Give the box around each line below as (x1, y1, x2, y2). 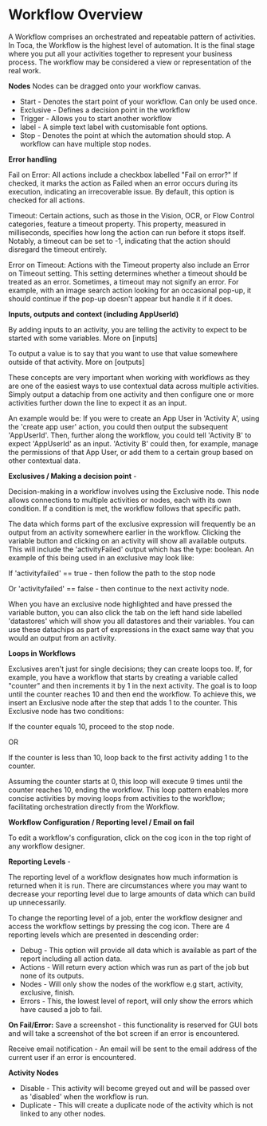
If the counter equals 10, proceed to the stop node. (8, 721, 175, 731)
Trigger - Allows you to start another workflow (19, 113, 172, 123)
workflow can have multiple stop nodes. (19, 139, 151, 148)
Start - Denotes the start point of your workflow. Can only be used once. (19, 96, 257, 106)
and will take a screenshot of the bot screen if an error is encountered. (8, 1028, 240, 1038)
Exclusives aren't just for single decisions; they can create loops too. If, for (8, 664, 253, 673)
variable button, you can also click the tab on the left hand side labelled (8, 607, 242, 617)
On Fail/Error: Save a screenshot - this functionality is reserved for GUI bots (8, 1020, 258, 1030)
